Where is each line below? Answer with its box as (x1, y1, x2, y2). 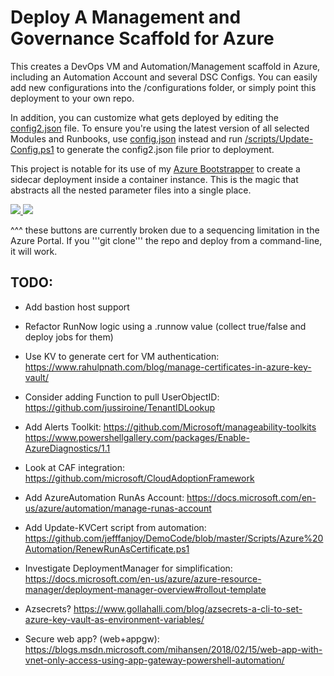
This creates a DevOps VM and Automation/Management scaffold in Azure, (10, 60, 321, 72)
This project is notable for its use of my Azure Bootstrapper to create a (10, 162, 301, 175)
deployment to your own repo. (10, 92, 135, 104)
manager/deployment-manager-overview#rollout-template (24, 583, 267, 595)
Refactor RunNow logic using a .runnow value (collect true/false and (24, 320, 307, 332)
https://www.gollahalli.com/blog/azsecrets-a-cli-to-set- (73, 602, 303, 615)
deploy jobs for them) (24, 331, 114, 343)
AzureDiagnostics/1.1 (24, 442, 111, 454)
